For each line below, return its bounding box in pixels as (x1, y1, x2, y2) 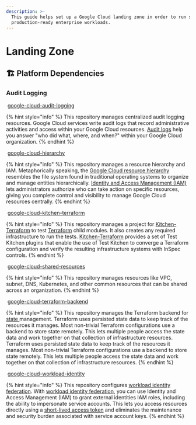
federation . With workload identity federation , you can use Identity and (6, 388, 176, 395)
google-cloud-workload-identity (7, 370, 85, 377)
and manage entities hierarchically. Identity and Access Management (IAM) (6, 179, 187, 187)
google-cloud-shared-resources (7, 263, 86, 270)
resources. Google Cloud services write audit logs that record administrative (6, 120, 190, 127)
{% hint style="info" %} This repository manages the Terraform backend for (6, 309, 188, 316)
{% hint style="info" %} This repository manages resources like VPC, (6, 274, 172, 281)
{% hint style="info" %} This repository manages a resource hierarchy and (6, 161, 185, 168)
